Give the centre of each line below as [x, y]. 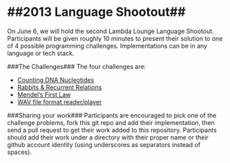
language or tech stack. [41, 53]
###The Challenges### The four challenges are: [77, 66]
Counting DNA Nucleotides [56, 79]
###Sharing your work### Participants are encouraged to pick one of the [112, 115]
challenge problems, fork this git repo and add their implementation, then [111, 122]
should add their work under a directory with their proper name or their [108, 137]
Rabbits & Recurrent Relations [59, 87]
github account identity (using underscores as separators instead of [104, 144]
